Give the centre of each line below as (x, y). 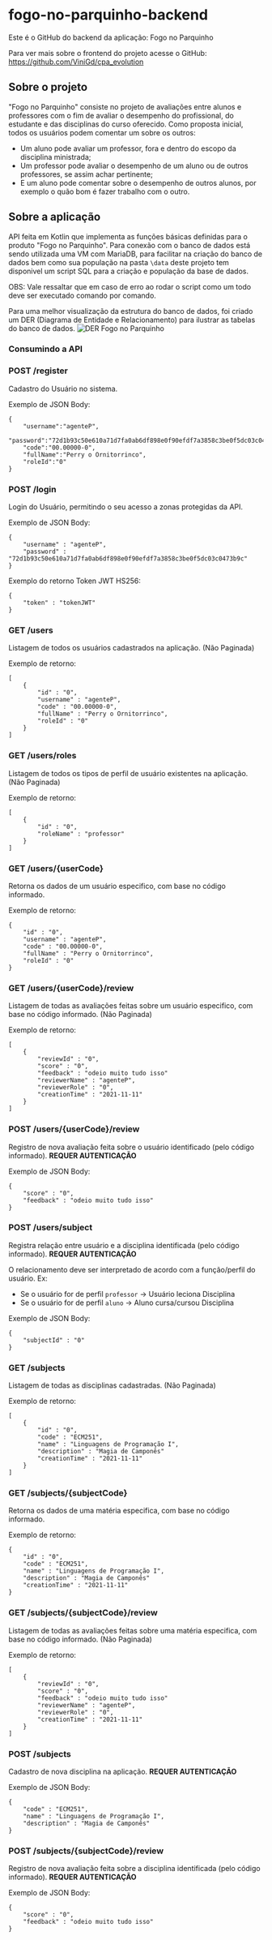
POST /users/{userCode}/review (74, 1129)
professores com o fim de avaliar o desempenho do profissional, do (121, 115)
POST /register (38, 371)
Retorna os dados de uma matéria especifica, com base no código (119, 1511)
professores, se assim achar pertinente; (87, 174)
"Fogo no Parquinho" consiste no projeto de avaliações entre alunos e (125, 106)
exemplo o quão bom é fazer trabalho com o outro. (105, 191)
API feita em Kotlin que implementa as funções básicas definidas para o (128, 236)
